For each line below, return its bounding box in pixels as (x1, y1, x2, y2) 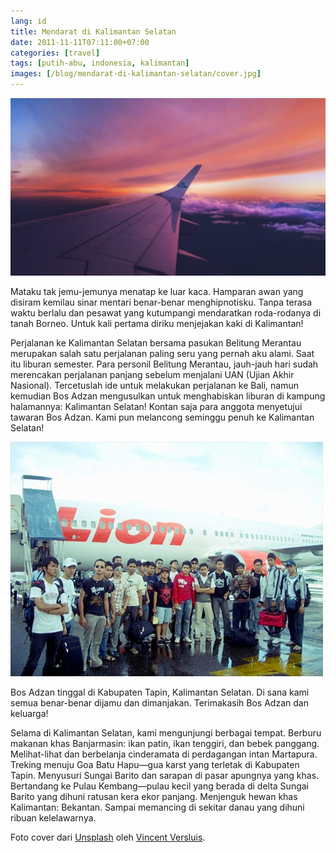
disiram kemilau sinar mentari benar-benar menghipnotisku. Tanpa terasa (10, 296, 313, 308)
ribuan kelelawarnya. (10, 811, 97, 824)
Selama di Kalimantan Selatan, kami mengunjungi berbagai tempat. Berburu (10, 726, 322, 739)
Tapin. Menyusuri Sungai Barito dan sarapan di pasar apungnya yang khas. (10, 769, 320, 781)
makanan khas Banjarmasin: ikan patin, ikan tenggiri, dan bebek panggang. (10, 737, 320, 749)
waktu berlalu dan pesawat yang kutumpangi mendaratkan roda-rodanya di (10, 306, 322, 319)
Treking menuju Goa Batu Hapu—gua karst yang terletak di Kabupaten (10, 758, 300, 770)
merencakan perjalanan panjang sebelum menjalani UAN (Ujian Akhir (10, 368, 295, 380)
